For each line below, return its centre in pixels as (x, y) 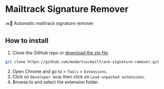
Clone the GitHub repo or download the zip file (60, 53)
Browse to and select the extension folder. (56, 82)
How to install (27, 41)
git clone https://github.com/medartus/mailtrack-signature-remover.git (82, 62)
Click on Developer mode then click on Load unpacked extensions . (79, 77)
